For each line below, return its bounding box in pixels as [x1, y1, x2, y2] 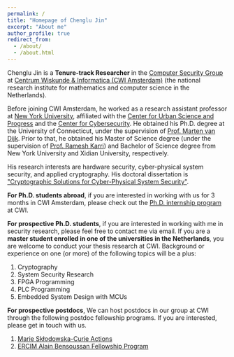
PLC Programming [17, 285, 71, 293]
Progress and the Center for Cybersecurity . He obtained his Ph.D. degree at [7, 119, 225, 127]
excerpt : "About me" [7, 23, 68, 30]
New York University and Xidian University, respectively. [7, 148, 169, 157]
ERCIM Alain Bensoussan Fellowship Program [17, 342, 149, 350]
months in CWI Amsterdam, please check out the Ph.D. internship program [7, 198, 222, 206]
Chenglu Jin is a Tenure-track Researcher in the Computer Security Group [7, 68, 224, 77]
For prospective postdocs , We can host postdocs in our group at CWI [7, 306, 210, 314]
